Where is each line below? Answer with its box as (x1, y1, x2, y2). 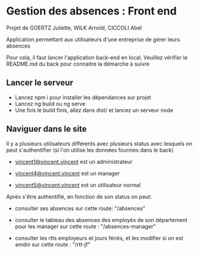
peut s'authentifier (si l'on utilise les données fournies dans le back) (6, 146, 174, 153)
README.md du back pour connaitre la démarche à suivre (6, 60, 150, 67)
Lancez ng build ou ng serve (14, 100, 86, 107)
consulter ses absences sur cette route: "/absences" (14, 205, 146, 212)
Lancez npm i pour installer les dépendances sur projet (14, 93, 151, 101)
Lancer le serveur (6, 78, 74, 88)
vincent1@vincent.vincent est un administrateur (14, 158, 133, 165)
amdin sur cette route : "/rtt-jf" (14, 241, 91, 248)
